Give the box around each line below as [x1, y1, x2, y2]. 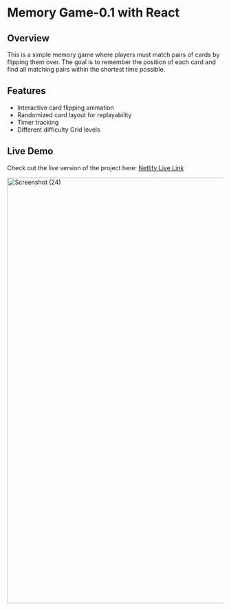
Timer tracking [16, 118, 59, 126]
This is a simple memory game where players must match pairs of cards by [7, 50, 220, 59]
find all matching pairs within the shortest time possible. [7, 65, 166, 73]
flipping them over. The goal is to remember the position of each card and [7, 58, 217, 66]
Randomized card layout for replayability [16, 110, 132, 119]
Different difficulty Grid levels [16, 125, 101, 134]
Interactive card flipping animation [16, 103, 115, 112]
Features [7, 85, 46, 97]
